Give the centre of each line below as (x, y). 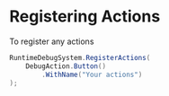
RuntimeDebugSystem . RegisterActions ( (80, 57)
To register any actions (52, 41)
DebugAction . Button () (66, 66)
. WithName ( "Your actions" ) (92, 74)
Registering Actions (85, 17)
